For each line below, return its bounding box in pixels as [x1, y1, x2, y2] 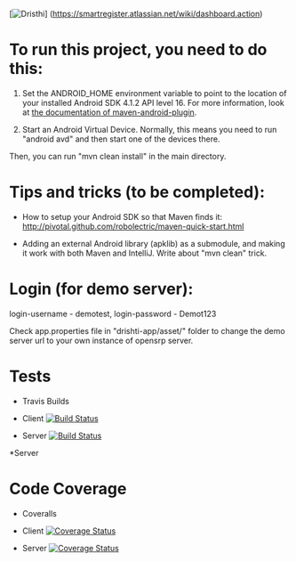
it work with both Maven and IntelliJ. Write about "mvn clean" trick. [21, 248, 268, 258]
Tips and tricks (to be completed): [9, 183, 265, 202]
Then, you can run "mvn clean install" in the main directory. [9, 151, 227, 161]
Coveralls [21, 508, 58, 518]
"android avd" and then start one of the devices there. [21, 134, 220, 144]
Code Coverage [9, 478, 127, 499]
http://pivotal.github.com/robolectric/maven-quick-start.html [21, 221, 244, 232]
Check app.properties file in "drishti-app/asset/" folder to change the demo [9, 325, 286, 336]
